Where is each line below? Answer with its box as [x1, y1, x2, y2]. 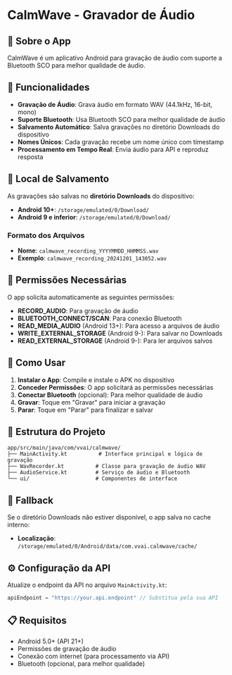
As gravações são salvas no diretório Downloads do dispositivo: [7, 191, 195, 200]
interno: [7, 521, 30, 529]
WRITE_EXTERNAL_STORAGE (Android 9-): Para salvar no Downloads [17, 329, 223, 337]
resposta [17, 152, 44, 161]
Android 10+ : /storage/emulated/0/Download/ [17, 205, 150, 214]
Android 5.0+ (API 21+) [17, 637, 84, 645]
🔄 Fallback [7, 494, 54, 506]
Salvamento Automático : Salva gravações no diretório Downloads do [17, 122, 220, 131]
